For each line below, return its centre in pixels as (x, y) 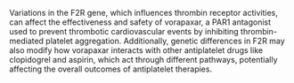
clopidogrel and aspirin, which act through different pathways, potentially (143, 60)
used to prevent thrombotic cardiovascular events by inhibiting (124, 31)
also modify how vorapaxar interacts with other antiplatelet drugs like (136, 50)
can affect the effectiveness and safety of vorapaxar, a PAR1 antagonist (140, 22)
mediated (27, 41)
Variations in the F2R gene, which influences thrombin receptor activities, (144, 13)
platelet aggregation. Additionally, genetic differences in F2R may (165, 41)
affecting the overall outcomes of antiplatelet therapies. (110, 69)
